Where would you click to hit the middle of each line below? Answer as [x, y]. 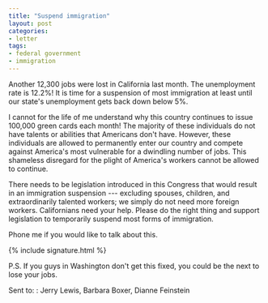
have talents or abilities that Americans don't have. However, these [120, 134]
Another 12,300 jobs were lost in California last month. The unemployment [132, 84]
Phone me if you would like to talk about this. [83, 234]
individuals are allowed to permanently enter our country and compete [126, 143]
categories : [28, 31]
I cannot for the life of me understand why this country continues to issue [131, 117]
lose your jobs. [33, 274]
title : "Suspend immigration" [60, 16]
